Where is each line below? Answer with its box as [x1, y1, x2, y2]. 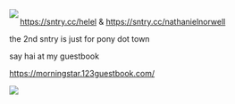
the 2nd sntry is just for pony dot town [9, 34, 150, 44]
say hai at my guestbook [9, 51, 100, 61]
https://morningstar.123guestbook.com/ [9, 68, 155, 78]
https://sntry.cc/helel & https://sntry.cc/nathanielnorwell [20, 17, 226, 27]
